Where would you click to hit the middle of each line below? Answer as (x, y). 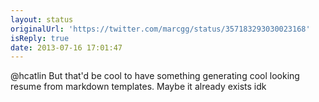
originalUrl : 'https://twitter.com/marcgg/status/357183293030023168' (160, 29)
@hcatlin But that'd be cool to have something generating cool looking (155, 76)
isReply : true (40, 38)
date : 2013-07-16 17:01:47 (66, 47)
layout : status (42, 19)
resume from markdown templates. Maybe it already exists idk (138, 87)
